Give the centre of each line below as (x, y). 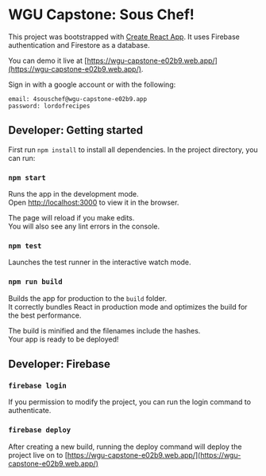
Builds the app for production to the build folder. (88, 298)
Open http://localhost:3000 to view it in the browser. (94, 203)
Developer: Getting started (76, 130)
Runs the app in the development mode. (73, 194)
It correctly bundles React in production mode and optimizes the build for (128, 306)
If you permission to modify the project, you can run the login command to (130, 402)
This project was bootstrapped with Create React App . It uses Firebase (124, 37)
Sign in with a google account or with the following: (92, 84)
